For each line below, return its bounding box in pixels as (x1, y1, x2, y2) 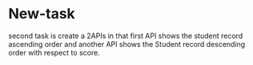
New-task (8, 5, 76, 23)
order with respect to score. (8, 48, 100, 57)
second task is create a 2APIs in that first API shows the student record (8, 31, 243, 40)
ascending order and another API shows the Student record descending (8, 39, 246, 48)
